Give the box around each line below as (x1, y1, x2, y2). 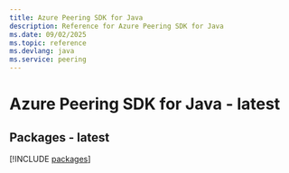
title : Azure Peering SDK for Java (9, 13, 144, 23)
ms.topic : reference (9, 38, 88, 48)
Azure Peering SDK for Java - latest (9, 94, 281, 114)
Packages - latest (9, 130, 110, 145)
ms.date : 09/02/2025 (9, 30, 88, 39)
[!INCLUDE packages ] (9, 154, 91, 164)
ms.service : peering (9, 55, 88, 64)
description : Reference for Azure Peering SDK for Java (9, 22, 224, 31)
